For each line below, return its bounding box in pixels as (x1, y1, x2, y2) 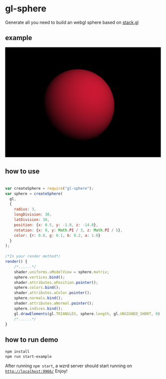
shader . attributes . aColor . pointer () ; (14, 290, 92, 295)
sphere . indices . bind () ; (14, 306, 63, 311)
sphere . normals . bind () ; (14, 296, 63, 301)
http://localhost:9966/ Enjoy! (5, 368, 68, 374)
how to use (5, 167, 40, 175)
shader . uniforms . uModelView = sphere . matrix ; (14, 270, 110, 274)
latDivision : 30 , (14, 217, 50, 222)
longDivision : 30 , (14, 212, 52, 217)
